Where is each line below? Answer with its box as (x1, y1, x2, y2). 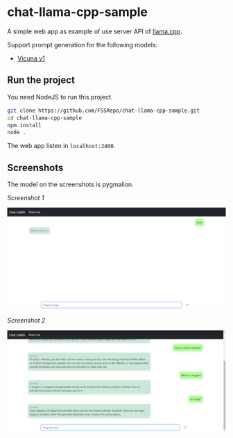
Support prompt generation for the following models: (7, 40, 158, 49)
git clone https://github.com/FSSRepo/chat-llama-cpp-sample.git (7, 107, 200, 114)
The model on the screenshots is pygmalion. (7, 180, 134, 188)
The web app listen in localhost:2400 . (7, 142, 116, 150)
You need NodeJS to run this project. (7, 92, 113, 101)
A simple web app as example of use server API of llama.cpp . (7, 27, 182, 35)
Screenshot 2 (7, 316, 46, 324)
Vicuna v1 (17, 54, 45, 63)
